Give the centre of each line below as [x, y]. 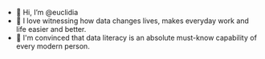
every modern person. [53, 46]
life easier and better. [51, 29]
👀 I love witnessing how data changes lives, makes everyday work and [132, 21]
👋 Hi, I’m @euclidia [47, 12]
